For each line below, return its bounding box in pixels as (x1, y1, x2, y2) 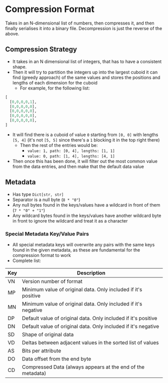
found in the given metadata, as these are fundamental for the (12, 246, 140, 253)
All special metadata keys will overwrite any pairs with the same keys (12, 241, 155, 247)
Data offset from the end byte (21, 355, 91, 362)
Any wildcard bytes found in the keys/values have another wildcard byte (12, 212, 161, 218)
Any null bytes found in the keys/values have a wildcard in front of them (12, 201, 160, 208)
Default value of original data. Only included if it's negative (21, 322, 159, 329)
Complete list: (12, 257, 41, 263)
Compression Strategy (5, 45, 77, 53)
